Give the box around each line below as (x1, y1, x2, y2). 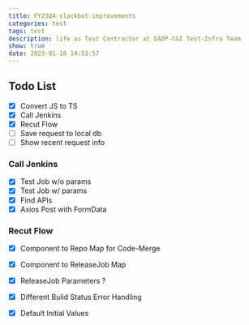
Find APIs (19, 195, 53, 205)
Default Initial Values (19, 309, 89, 319)
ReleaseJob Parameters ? (19, 276, 106, 286)
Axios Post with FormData (19, 204, 107, 214)
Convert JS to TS (19, 100, 78, 110)
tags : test (8, 27, 45, 35)
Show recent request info (19, 138, 105, 148)
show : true (8, 42, 45, 50)
